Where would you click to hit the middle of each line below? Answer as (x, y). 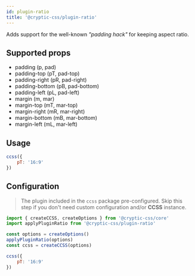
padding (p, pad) (35, 67)
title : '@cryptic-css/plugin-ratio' (52, 17)
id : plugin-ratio (28, 12)
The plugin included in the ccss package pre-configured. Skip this (102, 201)
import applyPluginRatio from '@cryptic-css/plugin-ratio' (81, 224)
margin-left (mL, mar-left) (46, 124)
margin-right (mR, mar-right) (50, 111)
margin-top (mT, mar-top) (46, 106)
